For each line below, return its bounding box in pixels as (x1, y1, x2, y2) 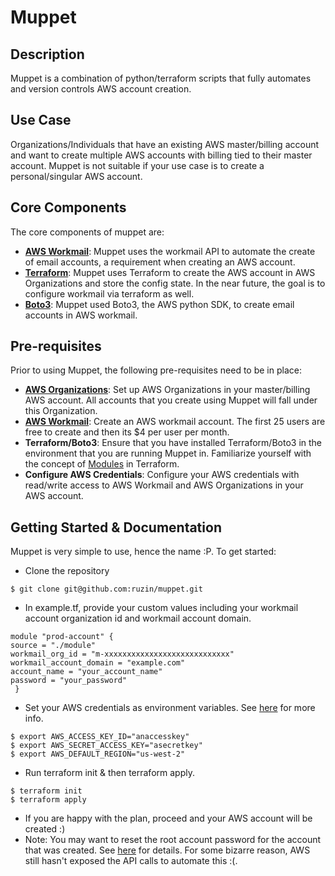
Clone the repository (24, 565, 110, 577)
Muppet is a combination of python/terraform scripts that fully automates (10, 72, 312, 84)
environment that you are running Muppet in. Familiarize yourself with (24, 447, 312, 460)
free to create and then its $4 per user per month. (24, 426, 230, 438)
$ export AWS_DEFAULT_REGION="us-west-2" (10, 749, 186, 760)
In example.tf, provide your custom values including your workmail (24, 602, 299, 614)
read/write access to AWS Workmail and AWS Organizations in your (24, 479, 304, 491)
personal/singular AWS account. (10, 170, 143, 182)
